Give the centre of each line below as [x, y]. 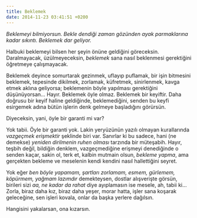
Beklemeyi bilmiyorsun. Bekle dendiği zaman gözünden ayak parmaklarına [97, 34]
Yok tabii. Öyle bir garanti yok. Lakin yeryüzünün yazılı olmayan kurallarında [98, 130]
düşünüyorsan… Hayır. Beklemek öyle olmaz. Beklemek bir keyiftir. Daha [94, 94]
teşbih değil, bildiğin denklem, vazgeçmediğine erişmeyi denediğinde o [92, 148]
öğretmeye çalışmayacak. [37, 64]
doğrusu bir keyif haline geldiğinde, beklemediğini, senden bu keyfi [88, 100]
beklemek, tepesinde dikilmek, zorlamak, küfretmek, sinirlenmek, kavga [93, 82]
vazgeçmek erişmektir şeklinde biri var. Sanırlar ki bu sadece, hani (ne [91, 136]
